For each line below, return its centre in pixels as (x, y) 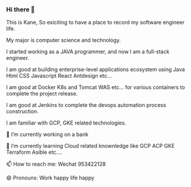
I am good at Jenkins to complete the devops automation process (86, 105)
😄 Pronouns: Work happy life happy (50, 178)
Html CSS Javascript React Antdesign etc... (59, 76)
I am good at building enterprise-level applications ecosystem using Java (95, 69)
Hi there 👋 (21, 9)
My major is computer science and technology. (63, 40)
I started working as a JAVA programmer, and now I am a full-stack (88, 52)
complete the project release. (42, 94)
